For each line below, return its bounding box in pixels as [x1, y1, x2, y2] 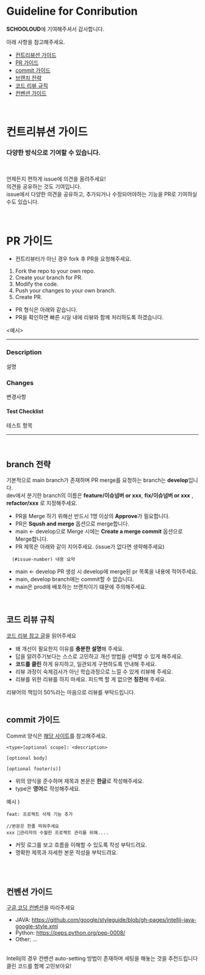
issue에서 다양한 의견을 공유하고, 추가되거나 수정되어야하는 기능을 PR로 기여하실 [6, 191, 198, 198]
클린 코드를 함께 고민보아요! [6, 962, 72, 970]
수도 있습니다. [6, 198, 40, 206]
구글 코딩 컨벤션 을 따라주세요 [6, 904, 75, 911]
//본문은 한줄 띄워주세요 [6, 823, 60, 829]
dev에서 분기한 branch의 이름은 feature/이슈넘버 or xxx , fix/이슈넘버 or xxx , [6, 491, 193, 499]
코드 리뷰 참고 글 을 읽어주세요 [6, 632, 77, 639]
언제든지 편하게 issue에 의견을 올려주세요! [6, 176, 106, 183]
